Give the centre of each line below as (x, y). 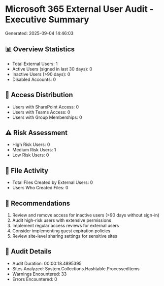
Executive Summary (47, 19)
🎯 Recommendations (38, 203)
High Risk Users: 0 (31, 144)
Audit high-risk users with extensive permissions (62, 220)
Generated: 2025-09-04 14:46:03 (39, 33)
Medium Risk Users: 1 (34, 150)
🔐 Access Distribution (39, 95)
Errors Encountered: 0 (35, 279)
